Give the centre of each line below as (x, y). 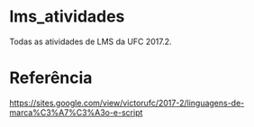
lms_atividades (67, 17)
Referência (51, 78)
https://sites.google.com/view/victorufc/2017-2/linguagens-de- (127, 103)
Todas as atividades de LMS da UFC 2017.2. (91, 41)
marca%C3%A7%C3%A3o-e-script (76, 112)
